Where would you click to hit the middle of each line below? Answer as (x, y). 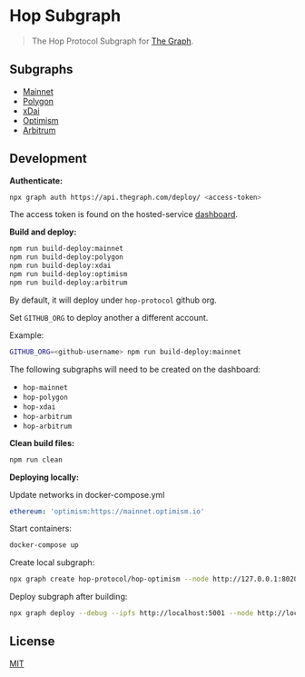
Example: (27, 335)
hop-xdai (39, 407)
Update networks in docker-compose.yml (87, 494)
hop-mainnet (45, 387)
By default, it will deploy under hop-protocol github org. (113, 300)
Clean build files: (42, 443)
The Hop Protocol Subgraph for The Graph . (113, 41)
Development (49, 159)
